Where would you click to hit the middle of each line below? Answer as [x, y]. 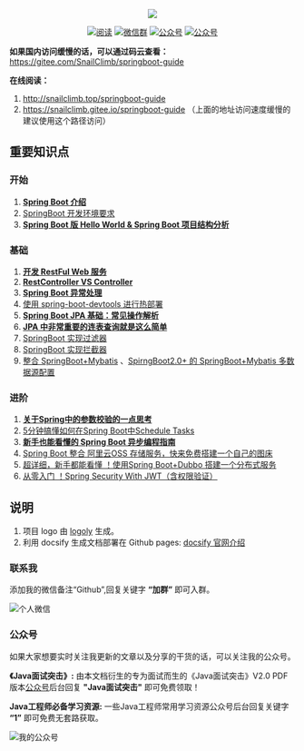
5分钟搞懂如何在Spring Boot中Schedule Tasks [108, 430]
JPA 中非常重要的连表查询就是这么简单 [95, 326]
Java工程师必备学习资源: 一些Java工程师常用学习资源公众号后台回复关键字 [149, 706]
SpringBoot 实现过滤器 [64, 338]
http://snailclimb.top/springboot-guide [94, 99]
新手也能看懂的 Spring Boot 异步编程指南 [99, 442]
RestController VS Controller [78, 282]
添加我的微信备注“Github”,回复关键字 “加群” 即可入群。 [112, 589]
